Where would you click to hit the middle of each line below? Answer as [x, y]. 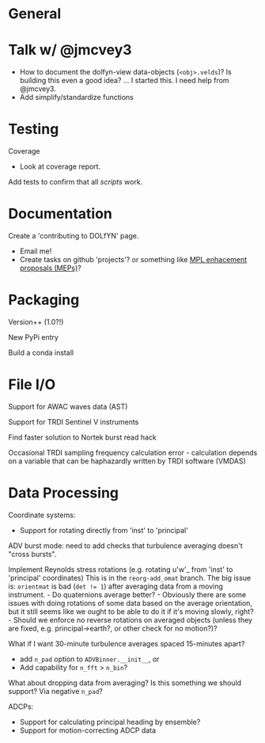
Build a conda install [41, 352]
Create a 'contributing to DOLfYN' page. [74, 236]
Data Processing [64, 493]
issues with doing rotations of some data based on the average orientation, [131, 603]
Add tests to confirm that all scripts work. [76, 182]
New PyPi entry [34, 337]
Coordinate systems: [42, 515]
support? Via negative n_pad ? [55, 691]
